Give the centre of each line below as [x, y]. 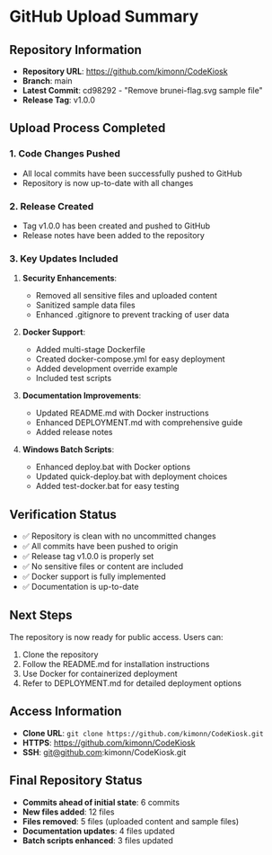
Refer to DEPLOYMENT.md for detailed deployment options [132, 683]
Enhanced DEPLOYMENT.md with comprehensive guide [139, 423]
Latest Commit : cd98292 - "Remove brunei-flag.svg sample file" [142, 90]
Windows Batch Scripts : [68, 450]
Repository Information [75, 50]
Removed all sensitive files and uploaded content [127, 296]
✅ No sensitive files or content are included [103, 566]
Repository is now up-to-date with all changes [108, 183]
